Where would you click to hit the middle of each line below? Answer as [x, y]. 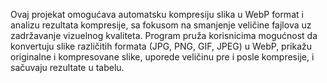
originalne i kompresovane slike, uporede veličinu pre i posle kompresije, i [162, 57]
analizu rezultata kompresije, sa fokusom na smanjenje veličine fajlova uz [161, 25]
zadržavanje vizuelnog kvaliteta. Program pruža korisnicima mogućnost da [164, 35]
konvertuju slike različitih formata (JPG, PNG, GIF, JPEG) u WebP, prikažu [161, 46]
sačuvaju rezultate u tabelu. [67, 67]
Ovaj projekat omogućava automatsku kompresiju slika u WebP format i [157, 14]
